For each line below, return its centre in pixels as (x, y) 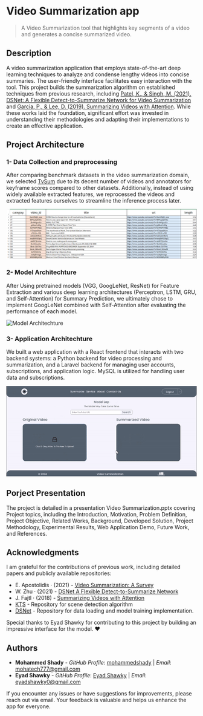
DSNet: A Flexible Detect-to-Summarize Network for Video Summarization (99, 100)
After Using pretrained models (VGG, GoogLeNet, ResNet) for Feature (93, 285)
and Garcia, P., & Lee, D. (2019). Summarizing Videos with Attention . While (99, 106)
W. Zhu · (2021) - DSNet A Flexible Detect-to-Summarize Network (97, 591)
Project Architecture (45, 145)
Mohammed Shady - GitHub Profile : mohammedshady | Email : (93, 663)
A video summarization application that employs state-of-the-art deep (94, 68)
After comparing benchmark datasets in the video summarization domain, (98, 175)
